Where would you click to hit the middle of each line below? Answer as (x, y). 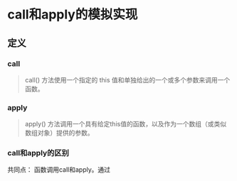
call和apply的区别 (38, 153)
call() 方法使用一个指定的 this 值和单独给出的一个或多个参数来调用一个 (127, 79)
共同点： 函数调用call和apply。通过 (59, 170)
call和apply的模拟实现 (73, 15)
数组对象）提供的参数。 (59, 133)
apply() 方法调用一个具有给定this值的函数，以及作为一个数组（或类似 (125, 124)
